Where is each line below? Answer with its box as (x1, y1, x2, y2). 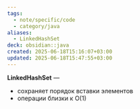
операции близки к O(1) (17, 94, 87, 102)
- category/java (13, 23, 60, 29)
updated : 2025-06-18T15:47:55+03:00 (7, 55, 112, 62)
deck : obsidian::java (7, 42, 70, 49)
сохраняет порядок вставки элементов (17, 86, 133, 95)
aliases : (7, 29, 32, 36)
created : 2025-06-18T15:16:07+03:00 (7, 49, 112, 56)
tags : (7, 10, 23, 17)
